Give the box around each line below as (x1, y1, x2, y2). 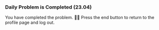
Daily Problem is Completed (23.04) (5, 4, 92, 10)
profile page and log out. (5, 20, 55, 25)
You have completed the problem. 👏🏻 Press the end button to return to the (5, 15, 155, 20)
